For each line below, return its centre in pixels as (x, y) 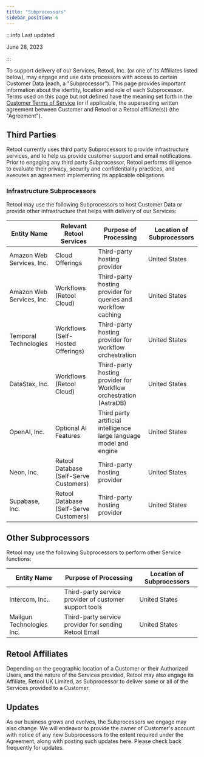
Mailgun (21, 617)
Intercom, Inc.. (30, 599)
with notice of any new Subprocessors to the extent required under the (95, 735)
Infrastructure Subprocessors (51, 191)
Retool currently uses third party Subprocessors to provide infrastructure (98, 149)
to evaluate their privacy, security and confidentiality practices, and (90, 169)
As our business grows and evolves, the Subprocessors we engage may (97, 722)
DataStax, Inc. (29, 384)
